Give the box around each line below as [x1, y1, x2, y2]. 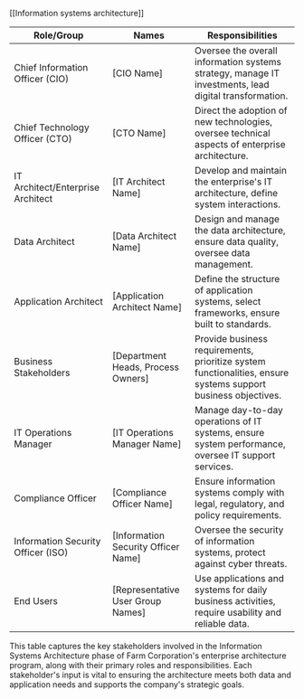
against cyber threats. [194, 558, 288, 570]
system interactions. [194, 198, 280, 211]
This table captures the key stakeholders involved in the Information [9, 641, 262, 651]
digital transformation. [194, 90, 289, 102]
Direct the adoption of [194, 104, 288, 117]
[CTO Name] [111, 127, 166, 139]
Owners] [111, 373, 149, 384]
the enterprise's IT [194, 175, 273, 188]
